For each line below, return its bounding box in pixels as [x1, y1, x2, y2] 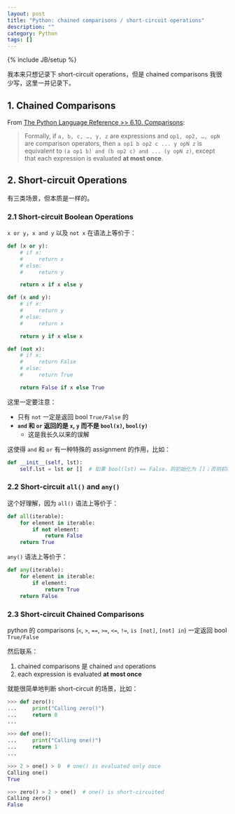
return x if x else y [20, 281, 83, 288]
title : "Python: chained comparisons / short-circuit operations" [7, 17, 205, 24]
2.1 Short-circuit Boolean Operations [7, 212, 134, 222]
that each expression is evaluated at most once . [24, 154, 164, 162]
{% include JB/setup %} [7, 55, 77, 64]
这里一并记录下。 [25, 79, 75, 88]
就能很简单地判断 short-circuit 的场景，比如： [7, 684, 138, 693]
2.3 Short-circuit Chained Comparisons [7, 609, 145, 619]
